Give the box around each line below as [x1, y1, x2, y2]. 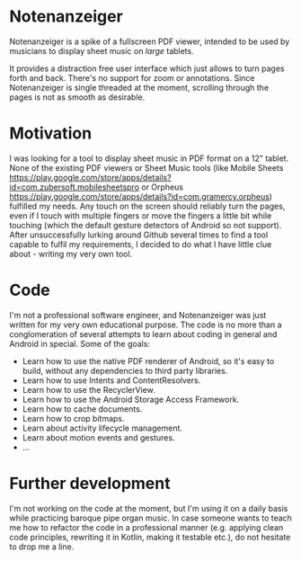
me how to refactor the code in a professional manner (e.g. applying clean [9, 521, 284, 532]
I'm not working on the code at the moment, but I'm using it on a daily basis [9, 503, 288, 513]
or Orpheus [140, 182, 184, 192]
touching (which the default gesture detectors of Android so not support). [9, 219, 282, 230]
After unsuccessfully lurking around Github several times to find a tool [9, 229, 269, 240]
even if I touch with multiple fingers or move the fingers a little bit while [9, 209, 272, 221]
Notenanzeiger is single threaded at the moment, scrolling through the [9, 82, 270, 93]
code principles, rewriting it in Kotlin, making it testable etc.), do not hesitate [9, 531, 291, 542]
